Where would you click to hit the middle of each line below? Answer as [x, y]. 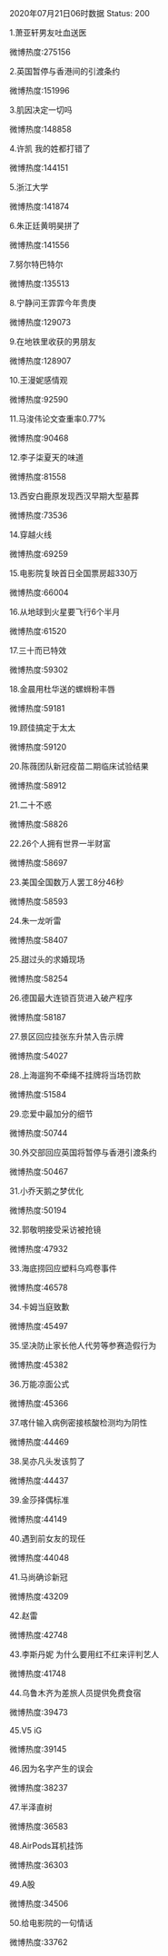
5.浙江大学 [29, 187]
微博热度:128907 [40, 361]
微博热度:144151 [39, 168]
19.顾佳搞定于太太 [43, 728]
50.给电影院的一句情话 [51, 1923]
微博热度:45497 [39, 1326]
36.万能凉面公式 [40, 1384]
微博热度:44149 [39, 1519]
